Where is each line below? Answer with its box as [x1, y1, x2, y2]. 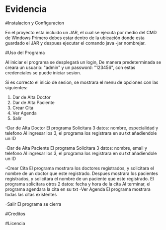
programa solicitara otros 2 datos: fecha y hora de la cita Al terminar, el [5, 181, 151, 187]
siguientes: [5, 84, 28, 90]
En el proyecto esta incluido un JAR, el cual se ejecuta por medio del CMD [5, 29, 157, 35]
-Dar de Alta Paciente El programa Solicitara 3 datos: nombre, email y [5, 145, 148, 151]
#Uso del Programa [5, 50, 45, 56]
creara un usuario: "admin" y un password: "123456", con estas [5, 64, 136, 70]
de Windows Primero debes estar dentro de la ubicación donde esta [5, 35, 145, 41]
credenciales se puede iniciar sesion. [5, 69, 82, 75]
